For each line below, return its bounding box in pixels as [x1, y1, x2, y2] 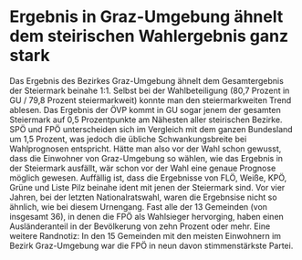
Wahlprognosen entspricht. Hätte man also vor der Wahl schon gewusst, [9, 143, 282, 154]
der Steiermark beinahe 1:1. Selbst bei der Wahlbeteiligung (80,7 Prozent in [9, 85, 290, 96]
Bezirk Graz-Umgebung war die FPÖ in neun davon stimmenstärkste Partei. [9, 240, 294, 251]
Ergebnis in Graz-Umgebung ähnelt [9, 6, 284, 27]
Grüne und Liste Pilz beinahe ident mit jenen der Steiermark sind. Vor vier [9, 182, 286, 192]
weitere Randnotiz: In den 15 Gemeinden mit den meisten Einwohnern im [9, 230, 281, 241]
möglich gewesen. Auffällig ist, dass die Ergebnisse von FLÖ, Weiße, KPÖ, [9, 172, 287, 183]
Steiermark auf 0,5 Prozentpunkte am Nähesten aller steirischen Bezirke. [9, 114, 283, 125]
